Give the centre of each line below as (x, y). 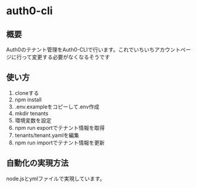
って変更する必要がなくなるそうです (66, 57)
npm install (28, 100)
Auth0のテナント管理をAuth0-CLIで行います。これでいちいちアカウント (93, 50)
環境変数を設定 (33, 120)
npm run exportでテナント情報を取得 (60, 128)
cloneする (27, 93)
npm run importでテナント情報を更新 (60, 142)
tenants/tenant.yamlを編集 (47, 135)
